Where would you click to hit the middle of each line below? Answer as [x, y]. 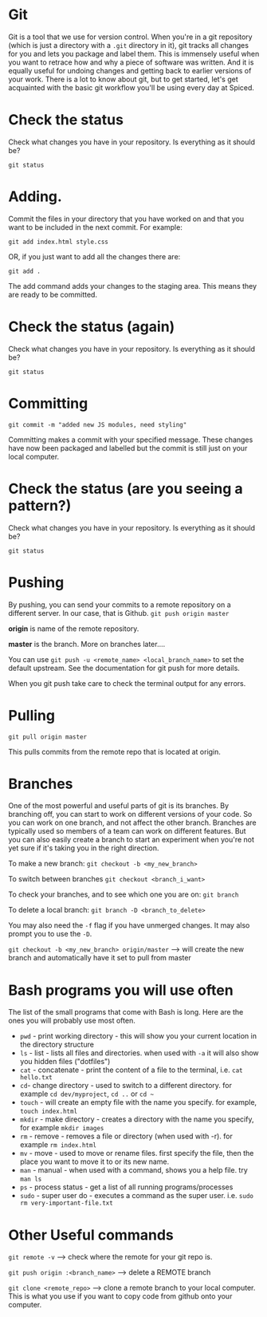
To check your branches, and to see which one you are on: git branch [124, 894]
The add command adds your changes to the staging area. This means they [133, 286]
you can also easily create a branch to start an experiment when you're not [132, 840]
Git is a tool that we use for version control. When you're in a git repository [130, 37]
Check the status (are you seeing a [126, 489]
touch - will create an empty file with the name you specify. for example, [138, 1102]
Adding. [35, 197]
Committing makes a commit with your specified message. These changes [131, 440]
